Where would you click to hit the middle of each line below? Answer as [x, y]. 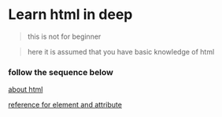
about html [26, 89]
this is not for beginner [64, 36]
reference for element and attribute [65, 105]
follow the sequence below [61, 72]
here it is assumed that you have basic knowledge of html [121, 51]
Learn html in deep [70, 15]
